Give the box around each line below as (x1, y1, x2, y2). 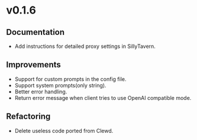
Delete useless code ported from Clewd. (14, 127, 114, 134)
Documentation (6, 27, 65, 37)
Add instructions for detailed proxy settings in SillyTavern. (14, 43, 156, 50)
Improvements (6, 60, 61, 70)
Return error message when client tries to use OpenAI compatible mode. (14, 94, 192, 101)
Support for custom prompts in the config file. (14, 75, 127, 83)
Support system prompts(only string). (14, 82, 106, 89)
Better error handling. (14, 88, 67, 95)
